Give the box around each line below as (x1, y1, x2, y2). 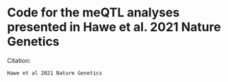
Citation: (7, 56, 31, 64)
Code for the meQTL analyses (7, 5, 180, 20)
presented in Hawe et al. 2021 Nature (7, 19, 221, 35)
